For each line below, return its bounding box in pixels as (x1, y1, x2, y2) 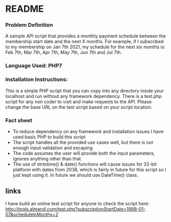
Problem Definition (5, 22, 53, 29)
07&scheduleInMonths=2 (5, 211, 59, 217)
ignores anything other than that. (12, 156, 82, 162)
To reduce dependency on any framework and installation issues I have (12, 129, 164, 134)
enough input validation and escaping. (12, 145, 94, 151)
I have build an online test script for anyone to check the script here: (5, 200, 150, 207)
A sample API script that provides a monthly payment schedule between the (5, 33, 166, 39)
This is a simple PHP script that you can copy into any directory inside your (5, 88, 164, 94)
